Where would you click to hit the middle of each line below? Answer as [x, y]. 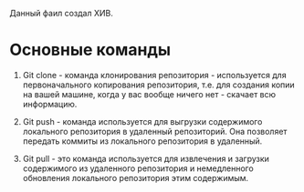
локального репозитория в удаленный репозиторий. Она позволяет [155, 131]
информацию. [50, 104]
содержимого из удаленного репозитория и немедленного [138, 168]
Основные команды [90, 50]
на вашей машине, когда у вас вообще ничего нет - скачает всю [149, 94]
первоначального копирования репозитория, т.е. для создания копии [158, 85]
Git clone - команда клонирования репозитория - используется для [154, 75]
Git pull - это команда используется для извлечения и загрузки [146, 158]
